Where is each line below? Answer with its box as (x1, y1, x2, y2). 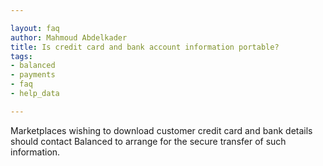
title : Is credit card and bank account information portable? (10, 42, 280, 52)
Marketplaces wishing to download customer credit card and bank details (10, 124, 313, 136)
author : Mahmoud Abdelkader (10, 32, 128, 43)
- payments (10, 70, 56, 80)
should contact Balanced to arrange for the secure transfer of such (10, 135, 287, 147)
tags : (10, 51, 33, 61)
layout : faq (10, 23, 60, 33)
